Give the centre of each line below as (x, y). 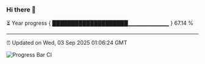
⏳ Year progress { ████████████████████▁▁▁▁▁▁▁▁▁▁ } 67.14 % (100, 23)
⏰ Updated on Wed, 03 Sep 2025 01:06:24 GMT (67, 43)
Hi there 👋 (21, 10)
